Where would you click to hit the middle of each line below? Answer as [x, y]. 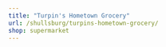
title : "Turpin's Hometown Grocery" [69, 16]
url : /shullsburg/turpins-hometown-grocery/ [83, 23]
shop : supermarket [39, 30]
